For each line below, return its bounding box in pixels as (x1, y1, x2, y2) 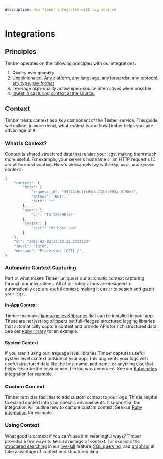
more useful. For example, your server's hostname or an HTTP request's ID (5, 156, 156, 162)
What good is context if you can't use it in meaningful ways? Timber (5, 433, 142, 439)
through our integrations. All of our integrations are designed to (5, 280, 132, 286)
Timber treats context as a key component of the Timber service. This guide (5, 117, 158, 123)
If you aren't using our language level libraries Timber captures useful (5, 350, 145, 356)
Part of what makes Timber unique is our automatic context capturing (5, 275, 145, 281)
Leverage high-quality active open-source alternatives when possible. (12, 85, 153, 91)
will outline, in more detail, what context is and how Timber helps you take (5, 123, 153, 129)
